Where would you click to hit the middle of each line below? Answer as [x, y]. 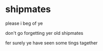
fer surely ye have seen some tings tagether [51, 43]
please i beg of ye [24, 23]
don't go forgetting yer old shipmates [44, 33]
